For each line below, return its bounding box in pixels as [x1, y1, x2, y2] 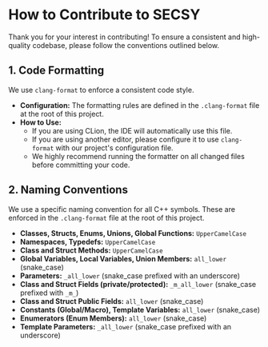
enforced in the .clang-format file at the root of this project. [8, 213, 205, 222]
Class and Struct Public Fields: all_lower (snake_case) [19, 296, 204, 305]
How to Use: [19, 118, 62, 127]
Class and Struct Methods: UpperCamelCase [19, 245, 163, 255]
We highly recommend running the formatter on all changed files [31, 151, 246, 161]
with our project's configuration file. [55, 142, 174, 153]
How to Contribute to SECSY [8, 6, 201, 24]
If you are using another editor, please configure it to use [31, 134, 219, 144]
